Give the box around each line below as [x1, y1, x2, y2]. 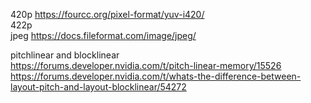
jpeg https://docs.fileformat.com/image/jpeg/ [10, 30, 197, 41]
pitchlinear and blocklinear [10, 49, 120, 61]
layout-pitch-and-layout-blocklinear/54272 [10, 81, 187, 93]
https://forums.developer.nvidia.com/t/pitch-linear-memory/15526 [10, 60, 282, 71]
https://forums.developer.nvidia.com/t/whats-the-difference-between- [10, 70, 302, 82]
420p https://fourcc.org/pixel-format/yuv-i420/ [10, 9, 205, 20]
